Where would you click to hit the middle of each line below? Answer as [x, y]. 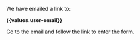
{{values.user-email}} [34, 20]
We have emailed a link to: [38, 9]
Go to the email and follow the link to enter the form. [70, 32]
